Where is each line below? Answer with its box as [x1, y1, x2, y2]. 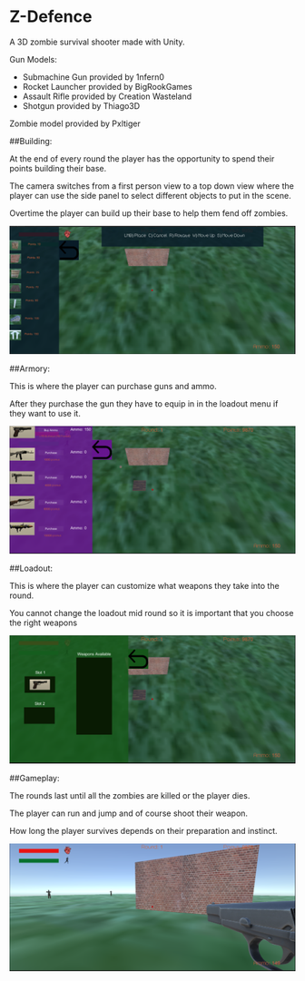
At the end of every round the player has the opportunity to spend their [9, 152, 275, 164]
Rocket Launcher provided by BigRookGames [22, 81, 192, 92]
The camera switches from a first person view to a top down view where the [9, 180, 295, 191]
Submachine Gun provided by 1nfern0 [22, 71, 165, 83]
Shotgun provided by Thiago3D [22, 100, 141, 111]
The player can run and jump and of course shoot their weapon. [9, 808, 248, 819]
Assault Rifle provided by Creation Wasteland [22, 91, 192, 102]
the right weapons [9, 617, 78, 628]
